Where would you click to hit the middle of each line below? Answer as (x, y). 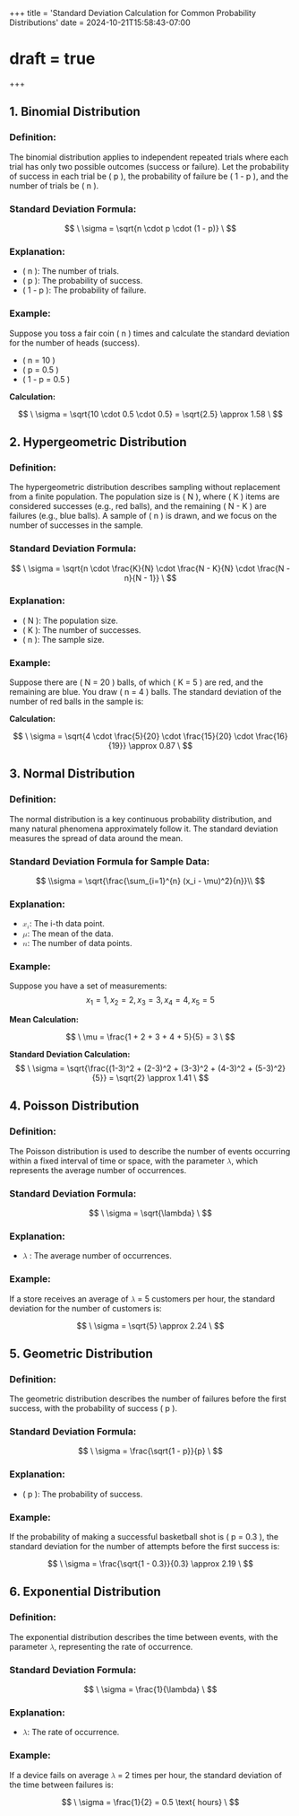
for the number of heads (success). (75, 342)
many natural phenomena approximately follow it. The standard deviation (144, 829)
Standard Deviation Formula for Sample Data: (110, 861)
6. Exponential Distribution (85, 1592)
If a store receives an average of (69, 1298)
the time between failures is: (61, 1785)
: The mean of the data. (70, 934)
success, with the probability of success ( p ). (93, 1408)
